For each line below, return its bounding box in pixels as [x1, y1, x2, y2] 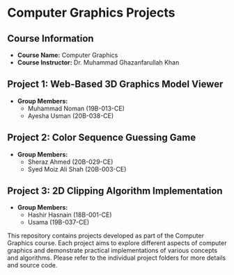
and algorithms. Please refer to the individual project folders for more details [7, 253, 226, 262]
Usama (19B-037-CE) [27, 218, 89, 226]
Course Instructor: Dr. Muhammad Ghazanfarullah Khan [17, 58, 180, 67]
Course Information [7, 33, 94, 44]
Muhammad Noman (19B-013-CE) [27, 104, 125, 112]
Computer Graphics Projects [7, 5, 175, 21]
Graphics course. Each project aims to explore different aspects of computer [7, 239, 227, 247]
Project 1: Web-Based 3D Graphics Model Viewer [7, 78, 224, 90]
